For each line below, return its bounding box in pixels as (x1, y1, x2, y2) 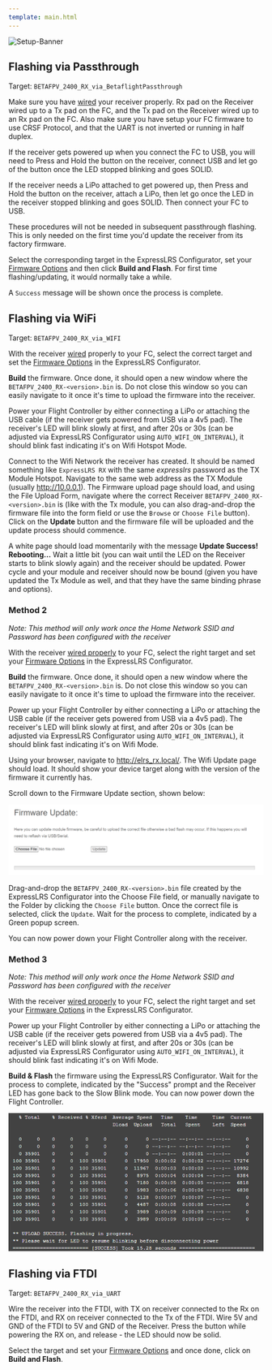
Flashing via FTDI (8, 1267, 97, 1281)
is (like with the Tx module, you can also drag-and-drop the (57, 499, 256, 509)
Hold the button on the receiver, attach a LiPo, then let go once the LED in (8, 189, 254, 199)
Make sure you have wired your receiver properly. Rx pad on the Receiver (8, 97, 254, 107)
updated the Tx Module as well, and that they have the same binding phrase (8, 576, 261, 586)
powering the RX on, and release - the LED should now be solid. (8, 1330, 222, 1340)
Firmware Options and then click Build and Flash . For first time (8, 264, 218, 274)
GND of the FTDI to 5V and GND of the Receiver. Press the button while (8, 1321, 247, 1331)
